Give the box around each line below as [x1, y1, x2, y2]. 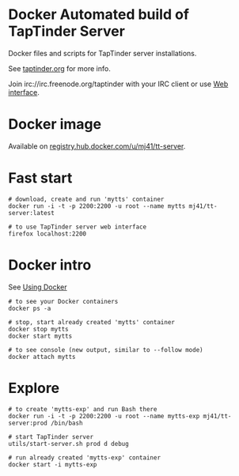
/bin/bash [50, 419, 83, 427]
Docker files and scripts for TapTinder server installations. [8, 48, 197, 58]
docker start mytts [8, 332, 73, 340]
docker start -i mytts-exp [8, 460, 97, 468]
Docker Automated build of [8, 6, 190, 24]
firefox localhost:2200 [8, 229, 87, 238]
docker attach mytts [8, 353, 77, 361]
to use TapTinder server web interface [15, 223, 147, 231]
